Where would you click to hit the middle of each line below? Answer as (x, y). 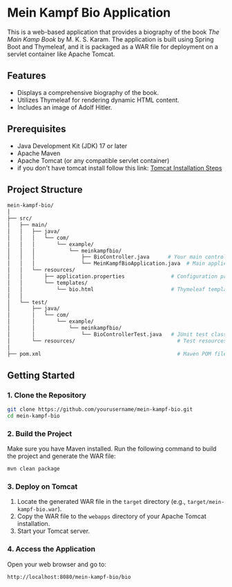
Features (27, 76)
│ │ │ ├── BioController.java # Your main (105, 257)
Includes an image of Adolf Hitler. (65, 107)
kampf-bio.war (37, 510)
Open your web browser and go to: (57, 564)
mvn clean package (33, 469)
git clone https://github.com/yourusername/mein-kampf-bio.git (100, 410)
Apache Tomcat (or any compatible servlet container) (93, 160)
